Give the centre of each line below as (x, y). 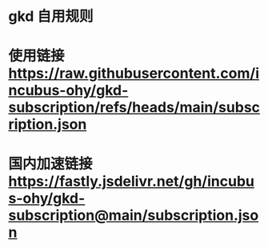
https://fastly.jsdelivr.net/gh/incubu (131, 181)
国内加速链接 (51, 164)
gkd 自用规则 (51, 16)
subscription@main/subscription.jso (134, 215)
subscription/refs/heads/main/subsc (134, 108)
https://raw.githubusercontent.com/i (134, 74)
